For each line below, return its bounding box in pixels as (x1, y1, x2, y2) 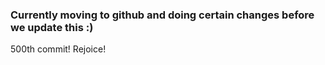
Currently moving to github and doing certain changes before (10, 8, 315, 22)
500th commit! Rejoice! (10, 43, 107, 55)
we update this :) (10, 20, 94, 34)
